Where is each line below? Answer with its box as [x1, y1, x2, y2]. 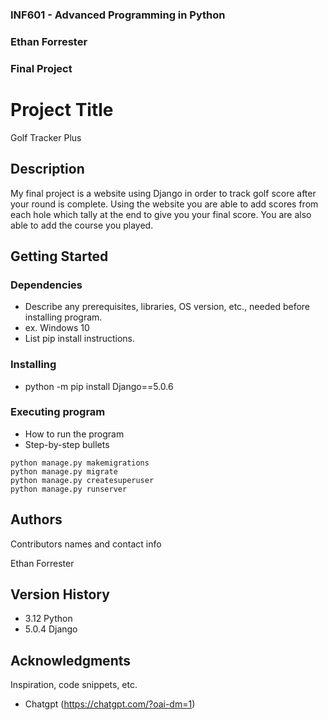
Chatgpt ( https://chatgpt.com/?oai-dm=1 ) [24, 698, 196, 710]
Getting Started [10, 248, 109, 265]
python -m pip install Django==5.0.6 [24, 380, 174, 392]
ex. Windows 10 [24, 322, 90, 334]
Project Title [10, 98, 114, 121]
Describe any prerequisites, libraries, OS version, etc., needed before [24, 301, 311, 313]
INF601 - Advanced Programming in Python [10, 8, 226, 22]
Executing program [10, 405, 106, 419]
